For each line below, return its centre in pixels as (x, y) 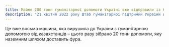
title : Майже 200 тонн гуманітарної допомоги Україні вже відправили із (83, 10)
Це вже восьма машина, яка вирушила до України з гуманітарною (77, 28)
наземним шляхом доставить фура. (44, 39)
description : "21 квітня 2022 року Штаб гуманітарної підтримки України (83, 14)
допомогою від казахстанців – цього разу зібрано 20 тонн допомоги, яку (83, 34)
